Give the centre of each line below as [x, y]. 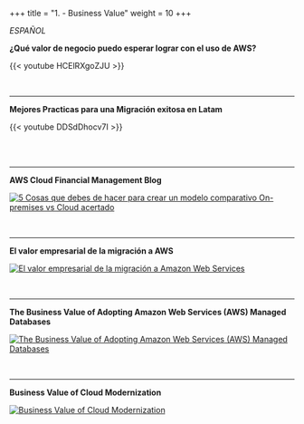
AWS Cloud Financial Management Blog [85, 180]
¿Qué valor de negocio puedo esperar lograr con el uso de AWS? [133, 48]
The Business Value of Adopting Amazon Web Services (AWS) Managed [148, 312]
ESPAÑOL [28, 30]
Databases [30, 322]
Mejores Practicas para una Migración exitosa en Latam [116, 109]
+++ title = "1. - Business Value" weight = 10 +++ [100, 13]
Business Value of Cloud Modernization [85, 392]
